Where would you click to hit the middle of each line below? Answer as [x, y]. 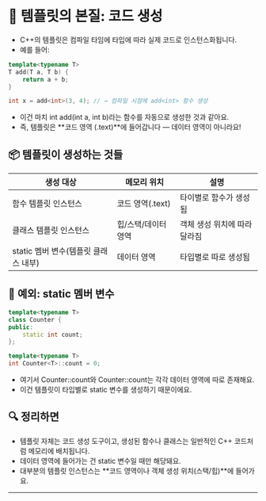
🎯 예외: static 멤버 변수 [61, 294]
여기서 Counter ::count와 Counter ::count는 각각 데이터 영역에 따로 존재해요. [137, 380]
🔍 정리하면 [34, 417]
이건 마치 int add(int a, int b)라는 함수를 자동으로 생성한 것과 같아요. [124, 117]
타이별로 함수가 [207, 197]
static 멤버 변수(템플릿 [51, 251]
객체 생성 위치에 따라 [216, 224]
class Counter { [35, 319]
